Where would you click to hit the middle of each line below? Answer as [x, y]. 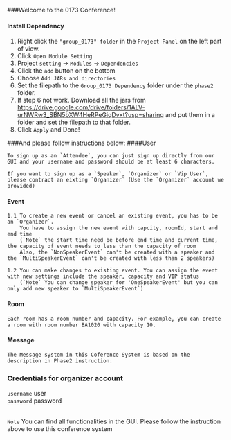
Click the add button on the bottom [66, 71]
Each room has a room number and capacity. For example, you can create [114, 319]
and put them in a [190, 115]
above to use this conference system [60, 429]
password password [35, 401]
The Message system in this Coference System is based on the [99, 355]
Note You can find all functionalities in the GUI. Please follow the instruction [114, 421]
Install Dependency [36, 26]
